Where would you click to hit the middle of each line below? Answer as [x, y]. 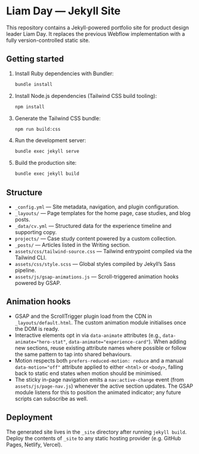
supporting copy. [36, 232]
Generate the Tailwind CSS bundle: [58, 118]
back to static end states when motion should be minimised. [88, 373]
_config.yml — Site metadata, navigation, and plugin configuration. [97, 207]
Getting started [35, 59]
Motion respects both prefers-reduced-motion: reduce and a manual [99, 360]
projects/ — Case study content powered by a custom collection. [96, 238]
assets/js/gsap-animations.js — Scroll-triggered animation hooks [97, 277]
